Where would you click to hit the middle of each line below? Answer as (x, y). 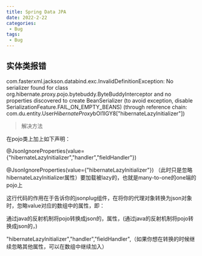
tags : (13, 35)
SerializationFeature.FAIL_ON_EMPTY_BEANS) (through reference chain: (97, 107)
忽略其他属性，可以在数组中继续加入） (59, 246)
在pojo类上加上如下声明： (39, 139)
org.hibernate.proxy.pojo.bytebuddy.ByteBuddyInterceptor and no (89, 94)
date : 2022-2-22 (27, 18)
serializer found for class (37, 87)
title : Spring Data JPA (36, 12)
